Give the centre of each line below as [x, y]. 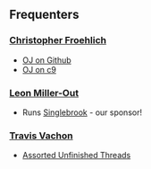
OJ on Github [46, 60]
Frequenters [44, 15]
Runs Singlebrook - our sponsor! [82, 112]
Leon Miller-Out [44, 93]
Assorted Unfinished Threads [76, 156]
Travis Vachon [41, 136]
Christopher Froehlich [58, 40]
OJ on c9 [39, 69]
